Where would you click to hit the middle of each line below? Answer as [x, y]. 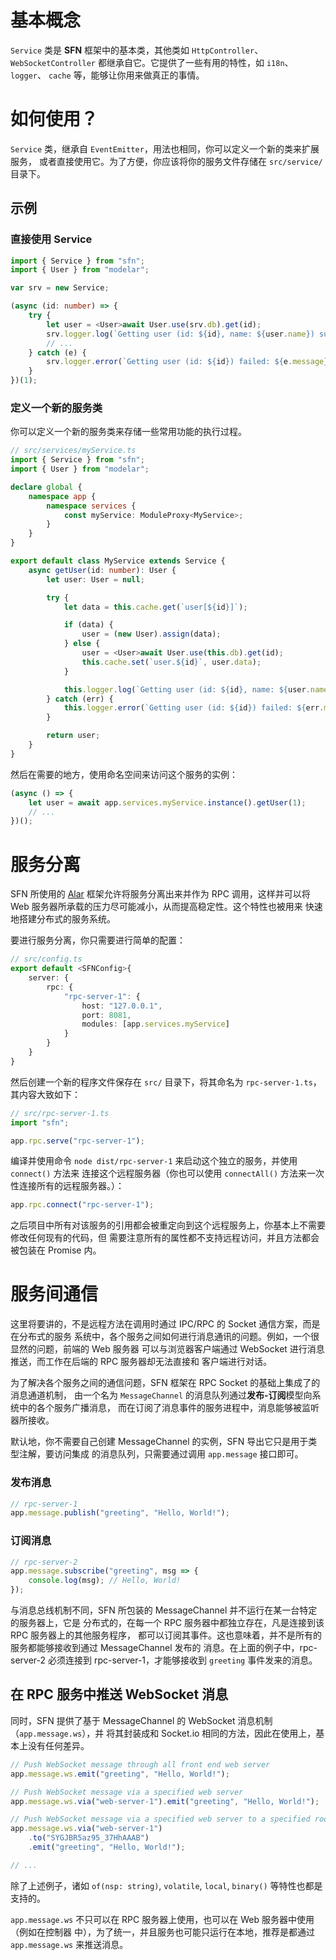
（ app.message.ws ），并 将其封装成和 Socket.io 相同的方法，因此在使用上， [163, 1733]
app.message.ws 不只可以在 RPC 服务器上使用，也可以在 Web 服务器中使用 [162, 1919]
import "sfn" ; [40, 1122]
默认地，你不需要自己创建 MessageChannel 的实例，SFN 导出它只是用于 [159, 1442]
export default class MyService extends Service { [118, 561]
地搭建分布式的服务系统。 [63, 919]
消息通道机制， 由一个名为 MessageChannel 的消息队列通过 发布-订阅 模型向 [161, 1395]
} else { [82, 644]
